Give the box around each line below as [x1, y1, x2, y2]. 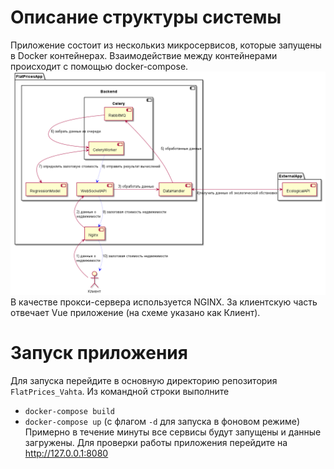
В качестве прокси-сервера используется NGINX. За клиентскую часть [10, 296, 318, 308]
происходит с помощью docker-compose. [10, 60, 189, 72]
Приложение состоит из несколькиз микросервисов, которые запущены [10, 39, 322, 51]
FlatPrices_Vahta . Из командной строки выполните [10, 386, 230, 398]
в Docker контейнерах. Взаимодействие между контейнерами [10, 49, 278, 61]
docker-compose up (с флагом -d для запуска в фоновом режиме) [24, 416, 300, 428]
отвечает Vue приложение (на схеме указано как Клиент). [10, 307, 261, 319]
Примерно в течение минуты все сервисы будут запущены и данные [24, 426, 322, 438]
